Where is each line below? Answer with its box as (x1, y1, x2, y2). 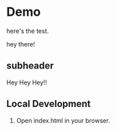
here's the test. (6, 27, 49, 35)
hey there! (6, 40, 36, 48)
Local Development (6, 98, 91, 110)
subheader (6, 60, 54, 72)
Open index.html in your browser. (16, 116, 110, 124)
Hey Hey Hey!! (6, 78, 47, 86)
